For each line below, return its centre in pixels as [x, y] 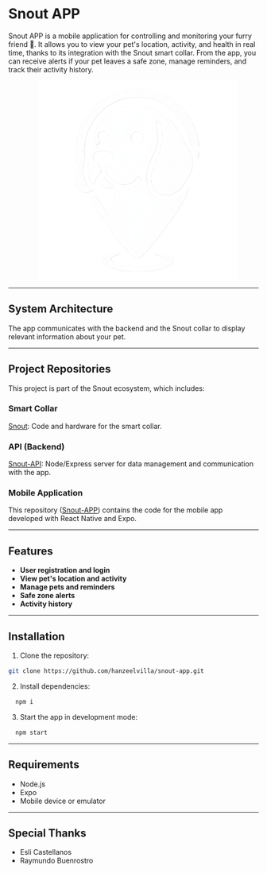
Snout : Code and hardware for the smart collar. [85, 426]
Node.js [33, 784]
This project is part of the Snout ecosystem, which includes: [106, 388]
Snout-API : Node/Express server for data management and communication [131, 464]
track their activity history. [51, 69]
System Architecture [61, 309]
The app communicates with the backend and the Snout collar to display [127, 328]
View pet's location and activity [73, 579]
